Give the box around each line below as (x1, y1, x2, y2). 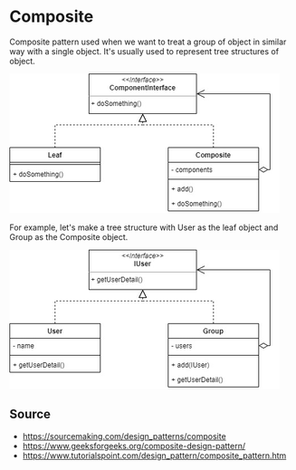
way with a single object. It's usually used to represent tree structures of (9, 45, 279, 56)
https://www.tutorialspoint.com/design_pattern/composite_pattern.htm (22, 450, 287, 461)
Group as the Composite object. (9, 231, 129, 242)
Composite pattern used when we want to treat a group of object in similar (9, 36, 287, 47)
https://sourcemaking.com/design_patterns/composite (22, 430, 226, 441)
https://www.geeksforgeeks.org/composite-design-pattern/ (22, 440, 246, 451)
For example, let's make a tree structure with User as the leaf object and (9, 222, 279, 233)
